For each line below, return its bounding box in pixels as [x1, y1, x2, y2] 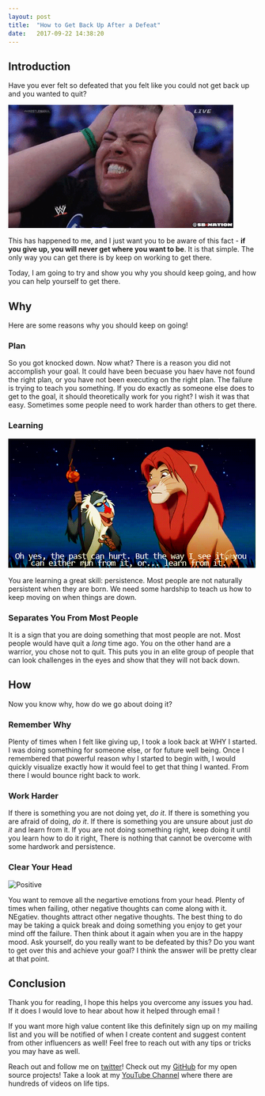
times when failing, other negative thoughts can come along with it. [8, 903, 228, 913]
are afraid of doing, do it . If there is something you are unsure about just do [8, 817, 253, 826]
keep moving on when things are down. [8, 592, 137, 601]
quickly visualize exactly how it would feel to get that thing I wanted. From [8, 762, 249, 772]
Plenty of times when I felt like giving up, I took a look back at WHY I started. [8, 737, 258, 746]
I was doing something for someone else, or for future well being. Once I [8, 745, 244, 755]
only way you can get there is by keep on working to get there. [8, 253, 212, 263]
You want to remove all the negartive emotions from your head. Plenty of [8, 895, 245, 904]
